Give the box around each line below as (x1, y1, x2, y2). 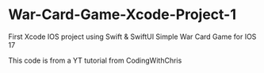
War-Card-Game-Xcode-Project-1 (8, 6, 236, 24)
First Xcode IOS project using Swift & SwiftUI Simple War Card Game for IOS (8, 32, 257, 41)
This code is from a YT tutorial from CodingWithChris (8, 56, 182, 65)
